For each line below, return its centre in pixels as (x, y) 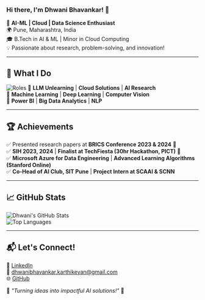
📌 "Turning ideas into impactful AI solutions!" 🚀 (65, 290)
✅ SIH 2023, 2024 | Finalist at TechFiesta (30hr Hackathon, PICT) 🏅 (94, 151)
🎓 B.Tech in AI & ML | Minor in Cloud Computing (68, 39)
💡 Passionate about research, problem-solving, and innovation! (85, 48)
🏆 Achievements (40, 127)
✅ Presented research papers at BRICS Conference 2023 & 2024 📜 (92, 144)
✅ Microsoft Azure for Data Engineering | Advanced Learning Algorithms (101, 158)
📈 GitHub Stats (36, 198)
